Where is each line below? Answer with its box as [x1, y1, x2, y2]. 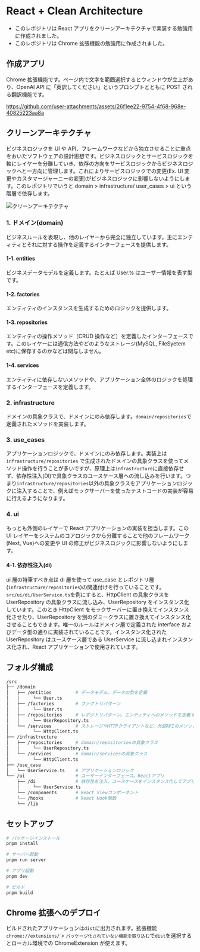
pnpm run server [6, 857, 46, 863]
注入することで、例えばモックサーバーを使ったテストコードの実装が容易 [16, 487, 193, 494]
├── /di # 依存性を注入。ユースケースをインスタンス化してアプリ [17, 779, 195, 785]
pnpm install [6, 841, 39, 847]
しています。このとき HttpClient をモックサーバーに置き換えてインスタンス [6, 605, 189, 613]
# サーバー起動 [6, 852, 39, 858]
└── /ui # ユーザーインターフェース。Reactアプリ [6, 773, 165, 779]
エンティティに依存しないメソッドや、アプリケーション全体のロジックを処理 [6, 375, 193, 383]
